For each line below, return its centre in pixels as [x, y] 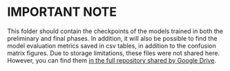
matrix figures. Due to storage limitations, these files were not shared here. [113, 53]
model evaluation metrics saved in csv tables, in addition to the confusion [112, 45]
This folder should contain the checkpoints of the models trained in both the [115, 31]
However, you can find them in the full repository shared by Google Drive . [112, 60]
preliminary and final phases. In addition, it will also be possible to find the [112, 38]
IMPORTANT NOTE [62, 12]
